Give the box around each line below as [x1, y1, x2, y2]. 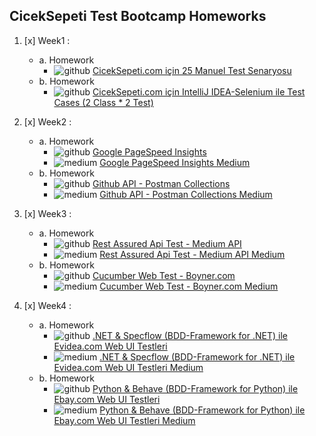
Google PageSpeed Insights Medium [99, 156, 251, 168]
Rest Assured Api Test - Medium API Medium [99, 248, 286, 260]
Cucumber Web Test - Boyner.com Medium [99, 280, 279, 292]
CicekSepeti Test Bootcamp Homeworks [9, 8, 267, 25]
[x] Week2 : [23, 115, 72, 128]
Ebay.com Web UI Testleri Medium [53, 414, 196, 426]
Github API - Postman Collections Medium [99, 188, 273, 200]
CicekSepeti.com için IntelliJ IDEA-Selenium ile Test [92, 85, 306, 98]
